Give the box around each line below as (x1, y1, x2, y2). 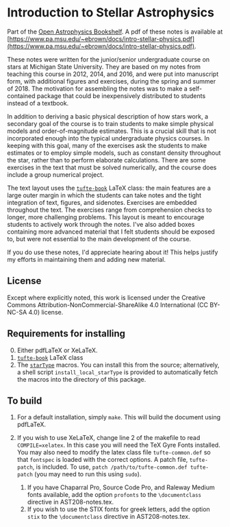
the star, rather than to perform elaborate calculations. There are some (7, 156, 207, 164)
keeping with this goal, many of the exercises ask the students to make (7, 141, 207, 149)
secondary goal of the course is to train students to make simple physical (7, 119, 214, 127)
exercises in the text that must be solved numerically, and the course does (7, 163, 217, 171)
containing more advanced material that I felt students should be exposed (7, 228, 216, 236)
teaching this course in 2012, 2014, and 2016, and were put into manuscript (7, 70, 219, 78)
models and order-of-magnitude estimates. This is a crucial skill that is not (7, 127, 217, 135)
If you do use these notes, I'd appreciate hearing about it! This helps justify (7, 248, 218, 256)
